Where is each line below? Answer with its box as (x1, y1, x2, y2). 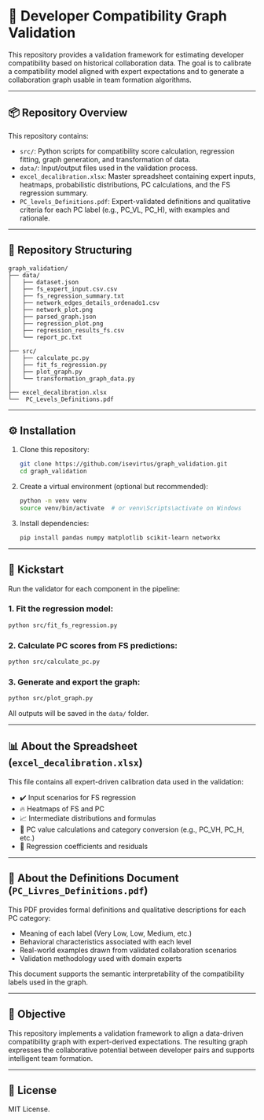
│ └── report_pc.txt (8, 333, 82, 341)
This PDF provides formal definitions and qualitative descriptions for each (8, 905, 246, 914)
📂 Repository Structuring (8, 243, 133, 257)
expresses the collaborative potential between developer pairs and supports (8, 1045, 255, 1055)
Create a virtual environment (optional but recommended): (19, 482, 208, 491)
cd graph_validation (19, 468, 87, 476)
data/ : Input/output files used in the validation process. (19, 163, 198, 172)
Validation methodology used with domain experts (19, 953, 182, 963)
